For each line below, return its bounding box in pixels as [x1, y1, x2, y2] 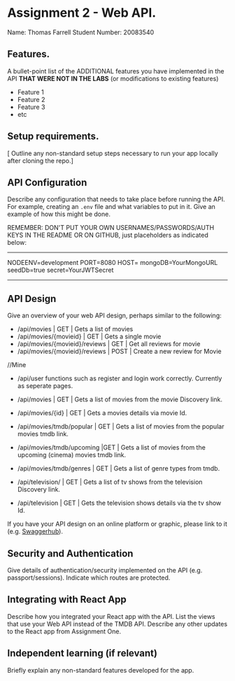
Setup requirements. [7, 131, 99, 143]
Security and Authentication [7, 547, 134, 559]
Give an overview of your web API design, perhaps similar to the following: [7, 311, 222, 320]
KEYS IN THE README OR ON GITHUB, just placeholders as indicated [7, 231, 208, 239]
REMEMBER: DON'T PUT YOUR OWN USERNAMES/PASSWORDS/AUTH [7, 224, 215, 232]
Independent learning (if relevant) [7, 647, 157, 659]
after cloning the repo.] [7, 156, 73, 165]
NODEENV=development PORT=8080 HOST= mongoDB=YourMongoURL [7, 259, 218, 267]
